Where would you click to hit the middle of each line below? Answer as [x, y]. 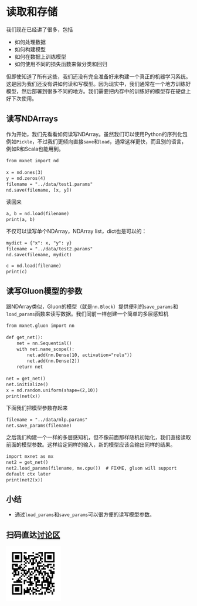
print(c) [17, 272]
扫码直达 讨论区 [33, 535]
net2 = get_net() [27, 462]
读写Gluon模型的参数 [44, 291]
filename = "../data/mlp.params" [47, 420]
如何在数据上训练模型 [40, 56]
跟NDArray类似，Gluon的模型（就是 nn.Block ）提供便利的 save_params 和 [92, 306]
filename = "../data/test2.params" [50, 249]
